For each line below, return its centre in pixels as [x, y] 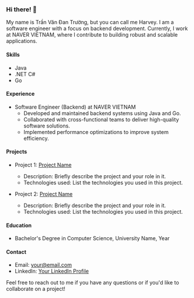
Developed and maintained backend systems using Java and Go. [102, 113]
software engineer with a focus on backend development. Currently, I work [97, 28]
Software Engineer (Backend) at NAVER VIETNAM [75, 107]
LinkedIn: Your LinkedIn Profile [52, 271]
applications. [22, 41]
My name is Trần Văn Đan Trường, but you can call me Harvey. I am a [90, 22]
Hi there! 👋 [22, 9]
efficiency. [36, 138]
